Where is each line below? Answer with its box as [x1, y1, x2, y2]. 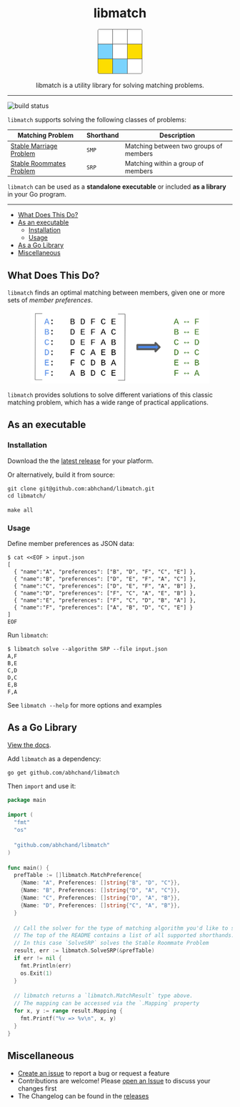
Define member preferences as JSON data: [7, 539, 134, 547]
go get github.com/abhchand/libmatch [7, 769, 120, 776]
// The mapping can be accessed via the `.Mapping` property [14, 1000, 200, 1007]
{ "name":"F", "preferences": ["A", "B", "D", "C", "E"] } [14, 604, 194, 611]
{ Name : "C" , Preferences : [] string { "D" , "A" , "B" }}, [20, 895, 181, 902]
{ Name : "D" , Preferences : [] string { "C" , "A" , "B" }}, [20, 902, 181, 909]
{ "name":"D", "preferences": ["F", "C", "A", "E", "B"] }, [14, 590, 196, 597]
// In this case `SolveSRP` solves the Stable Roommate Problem [14, 940, 209, 947]
